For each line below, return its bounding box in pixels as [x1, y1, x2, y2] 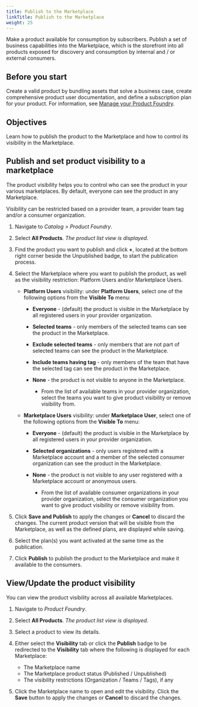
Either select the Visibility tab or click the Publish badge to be [14, 640, 167, 647]
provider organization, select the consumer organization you [41, 495, 189, 502]
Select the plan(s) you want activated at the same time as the [14, 537, 164, 544]
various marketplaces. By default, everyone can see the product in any [6, 187, 178, 194]
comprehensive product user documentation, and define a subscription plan [6, 94, 191, 101]
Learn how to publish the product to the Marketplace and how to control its [6, 133, 189, 140]
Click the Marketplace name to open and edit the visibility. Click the [14, 687, 179, 695]
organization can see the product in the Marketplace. [32, 459, 161, 467]
